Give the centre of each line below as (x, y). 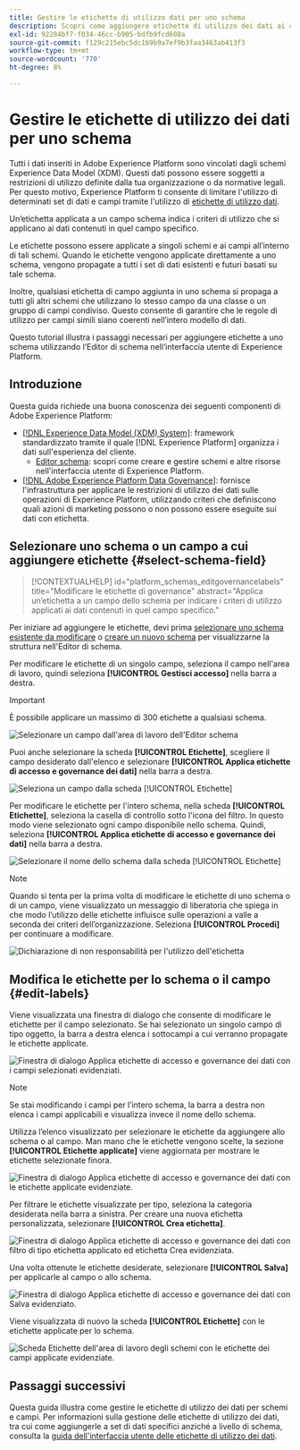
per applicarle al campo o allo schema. (80, 1277)
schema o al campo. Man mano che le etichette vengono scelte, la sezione (146, 1141)
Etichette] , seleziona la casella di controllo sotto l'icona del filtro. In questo (146, 816)
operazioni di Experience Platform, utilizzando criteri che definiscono (149, 499)
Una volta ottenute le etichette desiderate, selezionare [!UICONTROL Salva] (149, 1268)
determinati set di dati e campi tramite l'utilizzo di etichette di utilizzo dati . (144, 201)
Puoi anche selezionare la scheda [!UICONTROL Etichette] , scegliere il (140, 752)
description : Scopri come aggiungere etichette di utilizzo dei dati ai (147, 26)
